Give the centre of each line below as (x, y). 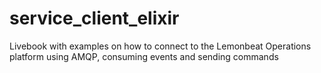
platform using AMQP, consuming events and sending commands (144, 56)
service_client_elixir (94, 18)
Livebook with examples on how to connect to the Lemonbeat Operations (160, 46)
